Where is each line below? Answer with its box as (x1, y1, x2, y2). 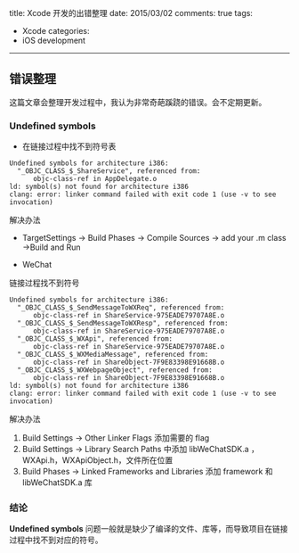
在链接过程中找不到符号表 (21, 141, 117, 152)
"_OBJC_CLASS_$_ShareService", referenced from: (17, 167, 201, 176)
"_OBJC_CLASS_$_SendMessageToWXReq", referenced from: (17, 303, 225, 312)
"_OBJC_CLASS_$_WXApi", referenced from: (17, 334, 174, 343)
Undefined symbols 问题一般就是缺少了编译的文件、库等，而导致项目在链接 (9, 524, 288, 534)
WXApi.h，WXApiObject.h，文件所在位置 (21, 455, 174, 466)
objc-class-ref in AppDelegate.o (32, 175, 158, 184)
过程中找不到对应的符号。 (9, 534, 103, 546)
